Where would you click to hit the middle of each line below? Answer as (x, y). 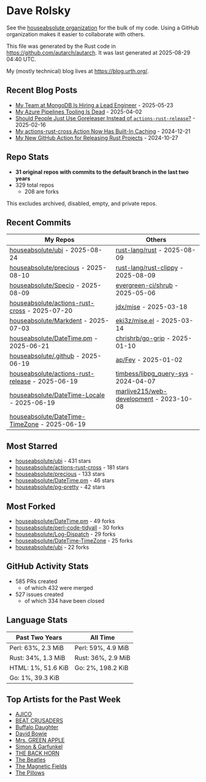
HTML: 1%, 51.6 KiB (39, 668)
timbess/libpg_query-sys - (155, 374)
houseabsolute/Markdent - (48, 321)
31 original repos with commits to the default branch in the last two (102, 172)
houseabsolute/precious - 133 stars (60, 474)
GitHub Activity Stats (48, 566)
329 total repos (34, 185)
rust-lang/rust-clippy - (150, 268)
